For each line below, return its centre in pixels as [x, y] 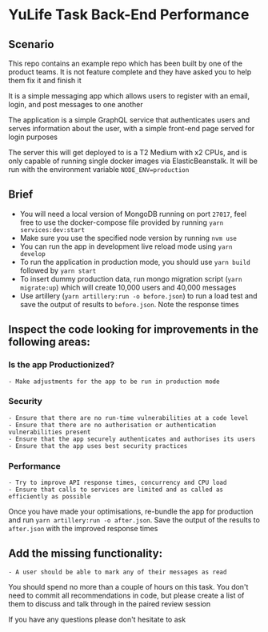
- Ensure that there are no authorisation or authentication [112, 425]
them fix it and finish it [45, 80]
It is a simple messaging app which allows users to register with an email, [129, 96]
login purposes [33, 137]
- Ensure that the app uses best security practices [98, 446]
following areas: [49, 342]
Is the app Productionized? [61, 365]
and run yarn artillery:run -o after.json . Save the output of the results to [134, 520]
